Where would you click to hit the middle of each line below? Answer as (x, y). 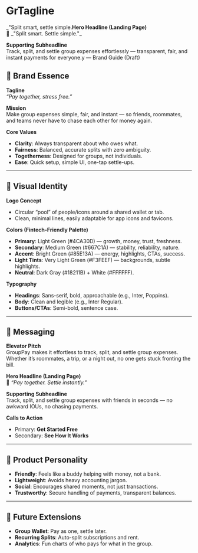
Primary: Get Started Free (46, 430)
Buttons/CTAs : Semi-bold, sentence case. (66, 307)
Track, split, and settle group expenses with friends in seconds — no (89, 400)
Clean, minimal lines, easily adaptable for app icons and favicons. (94, 218)
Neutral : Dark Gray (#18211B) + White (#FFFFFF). (74, 272)
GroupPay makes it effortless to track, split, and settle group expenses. (92, 352)
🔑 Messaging (30, 332)
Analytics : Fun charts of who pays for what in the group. (84, 544)
